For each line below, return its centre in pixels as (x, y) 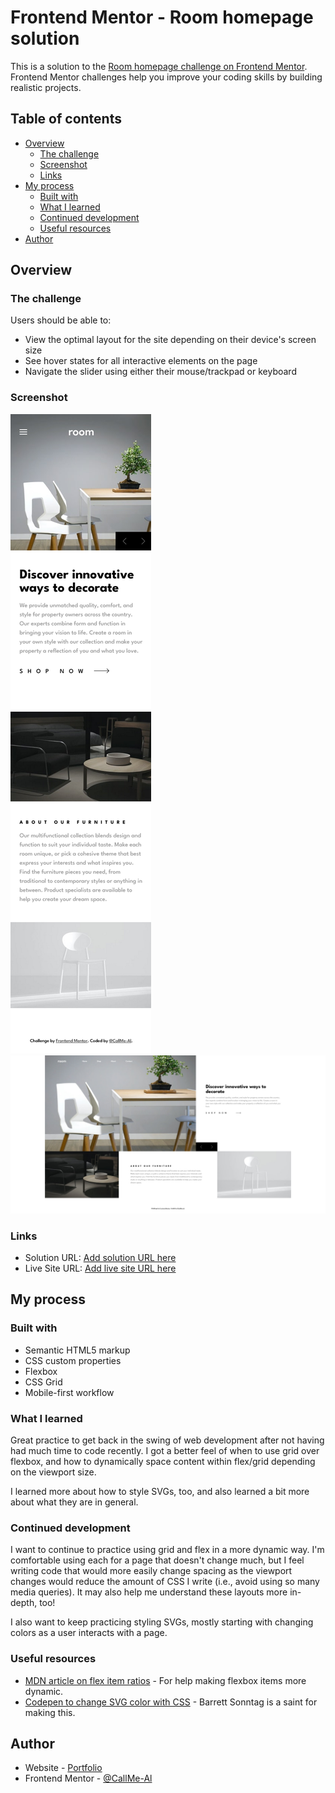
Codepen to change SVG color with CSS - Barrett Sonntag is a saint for (171, 1702)
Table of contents (66, 119)
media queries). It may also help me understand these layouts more (149, 1592)
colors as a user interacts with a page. (89, 1633)
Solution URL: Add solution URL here (100, 1258)
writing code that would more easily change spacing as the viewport (151, 1571)
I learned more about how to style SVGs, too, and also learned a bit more (160, 1491)
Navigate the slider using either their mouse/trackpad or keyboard (160, 372)
